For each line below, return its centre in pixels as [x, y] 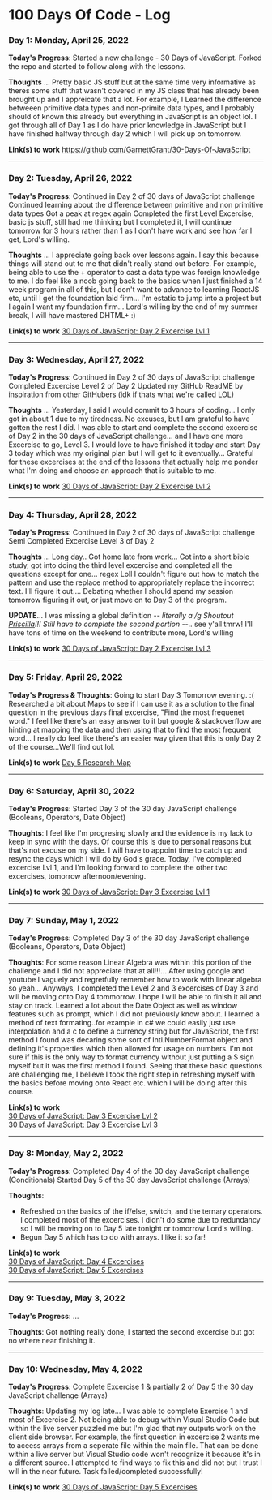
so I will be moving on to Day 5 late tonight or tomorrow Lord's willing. [136, 1228]
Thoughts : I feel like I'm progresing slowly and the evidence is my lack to [130, 832]
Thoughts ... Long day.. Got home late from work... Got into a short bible [129, 557]
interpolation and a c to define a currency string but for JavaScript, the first [134, 1031]
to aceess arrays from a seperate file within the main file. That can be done [134, 1446]
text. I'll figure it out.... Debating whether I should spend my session [121, 591]
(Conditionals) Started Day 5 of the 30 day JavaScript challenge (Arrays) [130, 1180]
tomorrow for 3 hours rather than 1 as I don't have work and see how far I [130, 230]
